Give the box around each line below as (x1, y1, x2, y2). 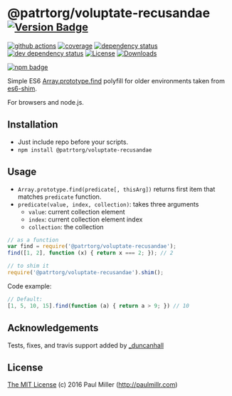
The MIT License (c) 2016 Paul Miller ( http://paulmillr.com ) (7, 380, 178, 389)
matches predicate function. (17, 192, 102, 201)
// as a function (7, 236, 59, 244)
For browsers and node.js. (7, 98, 84, 106)
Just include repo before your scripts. (17, 137, 129, 146)
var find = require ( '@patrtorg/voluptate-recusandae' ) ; (7, 243, 176, 250)
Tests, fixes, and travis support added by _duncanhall (7, 340, 164, 350)
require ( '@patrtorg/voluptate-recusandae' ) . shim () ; (7, 269, 164, 276)
